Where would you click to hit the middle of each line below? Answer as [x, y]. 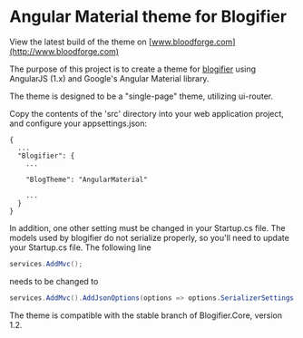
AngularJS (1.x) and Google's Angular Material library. [109, 78]
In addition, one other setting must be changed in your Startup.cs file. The [147, 227]
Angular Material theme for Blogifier [148, 17]
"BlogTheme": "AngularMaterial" [87, 179]
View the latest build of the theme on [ [81, 42]
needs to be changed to [54, 281]
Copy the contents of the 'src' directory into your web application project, [147, 113]
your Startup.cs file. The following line [80, 247]
